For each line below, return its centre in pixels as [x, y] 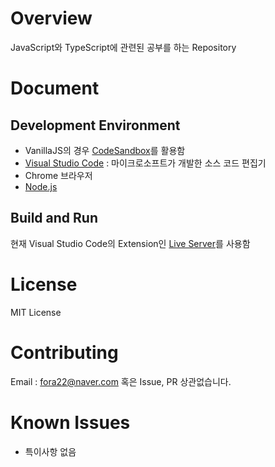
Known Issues [70, 422]
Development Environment [95, 125]
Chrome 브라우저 [58, 175]
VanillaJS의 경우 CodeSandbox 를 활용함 [105, 150]
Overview [51, 18]
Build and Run [54, 218]
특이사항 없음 [50, 451]
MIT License [36, 312]
